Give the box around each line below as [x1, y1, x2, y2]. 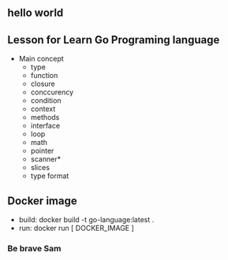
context [30, 104, 56, 113]
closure [30, 79, 56, 89]
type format [30, 171, 69, 180]
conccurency [30, 87, 74, 97]
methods [30, 113, 60, 122]
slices [30, 163, 50, 173]
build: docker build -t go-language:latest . [18, 215, 155, 225]
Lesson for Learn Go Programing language [7, 33, 220, 46]
